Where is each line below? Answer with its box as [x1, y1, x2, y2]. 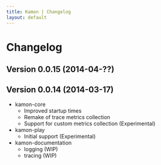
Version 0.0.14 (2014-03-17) [6, 85, 114, 95]
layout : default [6, 14, 47, 20]
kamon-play [14, 126, 45, 133]
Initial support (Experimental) [23, 132, 96, 140]
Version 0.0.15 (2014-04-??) [6, 64, 115, 75]
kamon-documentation [14, 139, 72, 146]
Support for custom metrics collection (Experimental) [23, 120, 156, 127]
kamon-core [14, 101, 46, 108]
